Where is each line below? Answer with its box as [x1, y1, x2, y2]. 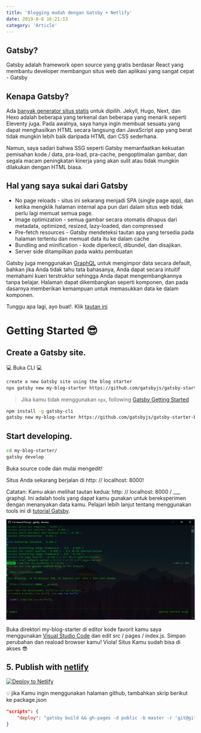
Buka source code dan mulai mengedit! [6, 465, 103, 472]
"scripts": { [6, 708, 39, 715]
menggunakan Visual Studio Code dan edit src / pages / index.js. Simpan [6, 632, 186, 639]
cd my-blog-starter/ [6, 447, 58, 454]
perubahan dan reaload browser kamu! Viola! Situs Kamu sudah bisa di [6, 638, 181, 645]
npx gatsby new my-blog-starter [6, 384, 87, 391]
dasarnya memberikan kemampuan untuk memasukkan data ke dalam [6, 285, 179, 292]
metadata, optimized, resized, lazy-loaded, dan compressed [14, 222, 163, 229]
